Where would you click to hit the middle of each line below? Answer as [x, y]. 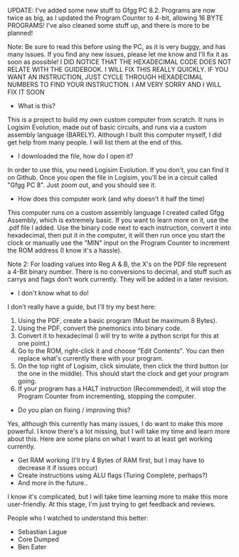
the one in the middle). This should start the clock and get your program [123, 373]
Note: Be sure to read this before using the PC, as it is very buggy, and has [117, 47]
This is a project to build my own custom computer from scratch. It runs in [116, 120]
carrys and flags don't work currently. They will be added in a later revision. [118, 279]
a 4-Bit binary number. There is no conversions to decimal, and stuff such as [120, 272]
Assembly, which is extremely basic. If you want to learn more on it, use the [118, 220]
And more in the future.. [53, 483]
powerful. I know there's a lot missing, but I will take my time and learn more [119, 431]
